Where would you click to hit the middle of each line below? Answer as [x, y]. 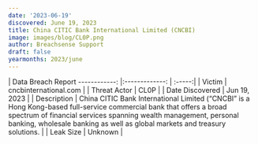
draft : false [30, 52]
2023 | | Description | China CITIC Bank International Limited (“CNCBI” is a [129, 98]
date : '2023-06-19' [40, 15]
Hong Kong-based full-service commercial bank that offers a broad [118, 106]
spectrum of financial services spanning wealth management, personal [123, 115]
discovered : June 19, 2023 [52, 23]
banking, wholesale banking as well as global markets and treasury [117, 124]
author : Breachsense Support [56, 45]
